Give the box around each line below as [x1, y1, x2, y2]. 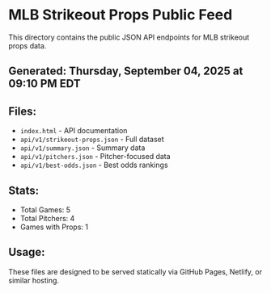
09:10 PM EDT [8, 77, 81, 90]
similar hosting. [8, 275, 59, 285]
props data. [8, 40, 47, 50]
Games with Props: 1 [19, 222, 89, 232]
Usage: [8, 245, 46, 259]
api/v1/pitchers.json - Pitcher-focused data [19, 152, 171, 161]
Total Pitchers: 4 [19, 213, 75, 223]
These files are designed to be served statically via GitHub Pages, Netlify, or [8, 266, 263, 276]
